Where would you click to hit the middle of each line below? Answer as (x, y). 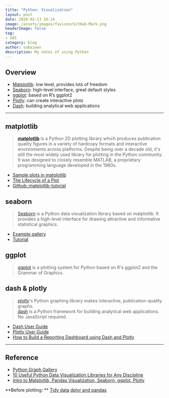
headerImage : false (26, 29)
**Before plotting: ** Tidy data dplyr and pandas (56, 390)
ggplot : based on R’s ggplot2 (42, 95)
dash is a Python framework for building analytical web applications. (88, 311)
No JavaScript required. (42, 316)
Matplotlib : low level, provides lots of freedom (60, 85)
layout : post (19, 15)
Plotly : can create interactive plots (48, 101)
